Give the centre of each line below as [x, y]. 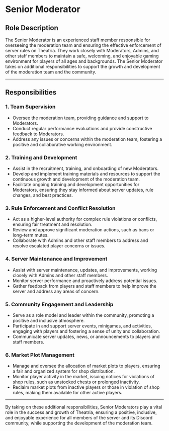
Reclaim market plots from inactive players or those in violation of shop [86, 387]
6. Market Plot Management [40, 355]
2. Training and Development [41, 157]
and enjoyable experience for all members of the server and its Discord [79, 418]
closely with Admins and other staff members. [60, 275]
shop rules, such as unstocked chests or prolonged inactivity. [76, 382]
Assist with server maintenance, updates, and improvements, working [85, 270]
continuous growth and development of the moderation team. [76, 179]
